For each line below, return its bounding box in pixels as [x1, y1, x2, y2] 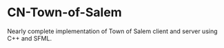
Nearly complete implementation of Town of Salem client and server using [7, 27, 218, 35]
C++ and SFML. [7, 34, 52, 42]
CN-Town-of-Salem [7, 5, 122, 20]
